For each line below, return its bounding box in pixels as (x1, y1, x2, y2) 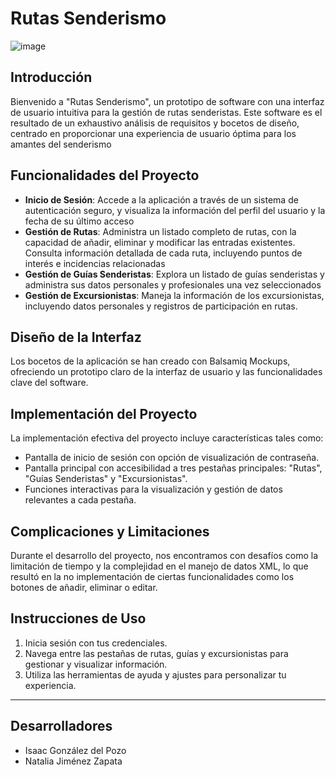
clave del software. (10, 377, 89, 389)
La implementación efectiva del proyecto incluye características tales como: (10, 432, 324, 444)
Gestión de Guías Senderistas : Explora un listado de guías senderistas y (24, 268, 325, 280)
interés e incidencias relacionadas (24, 257, 166, 269)
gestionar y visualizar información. (24, 658, 168, 670)
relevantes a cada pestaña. (24, 494, 137, 506)
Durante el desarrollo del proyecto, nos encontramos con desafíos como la (10, 550, 319, 561)
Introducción (10, 69, 93, 86)
